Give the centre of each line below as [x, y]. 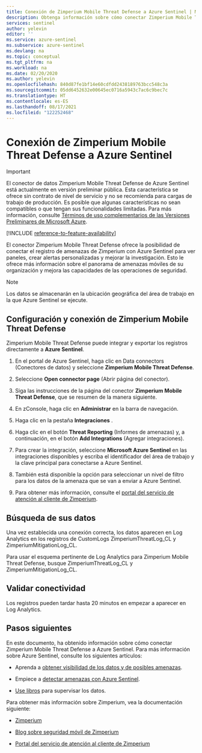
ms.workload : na [26, 68]
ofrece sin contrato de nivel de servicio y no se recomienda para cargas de [99, 196]
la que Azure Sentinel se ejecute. [47, 300]
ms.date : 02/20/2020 [32, 73]
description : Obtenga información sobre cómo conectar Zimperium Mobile [99, 17]
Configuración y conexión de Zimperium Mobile [97, 319]
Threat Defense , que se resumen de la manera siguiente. [86, 397]
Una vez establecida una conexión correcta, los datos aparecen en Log [94, 532]
